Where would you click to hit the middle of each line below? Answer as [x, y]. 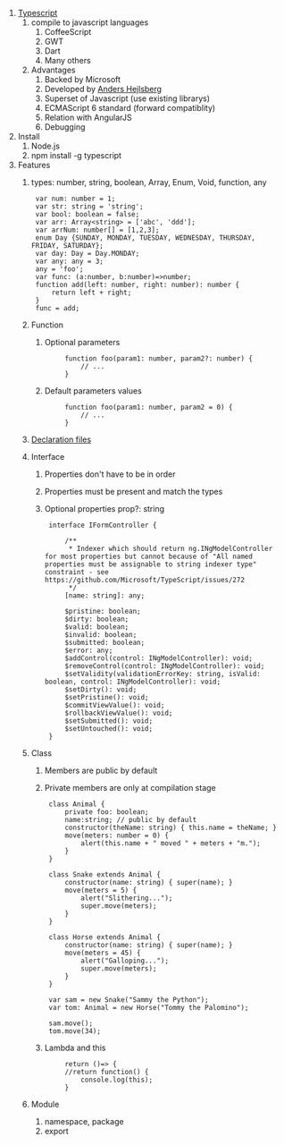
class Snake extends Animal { [105, 875]
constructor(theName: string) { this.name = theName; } [171, 827]
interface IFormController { [103, 525]
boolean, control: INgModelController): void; [133, 682]
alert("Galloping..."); [125, 961]
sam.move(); [71, 1023]
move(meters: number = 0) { [117, 835]
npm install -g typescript [76, 155]
